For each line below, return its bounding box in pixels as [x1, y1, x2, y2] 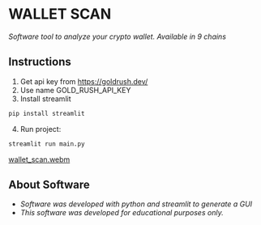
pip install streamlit [8, 109, 85, 117]
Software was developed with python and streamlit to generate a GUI [19, 199, 253, 209]
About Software [8, 177, 91, 191]
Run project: [19, 124, 62, 134]
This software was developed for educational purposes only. [19, 208, 225, 218]
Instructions [8, 55, 71, 69]
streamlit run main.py [8, 139, 85, 148]
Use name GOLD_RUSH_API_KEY [19, 85, 131, 95]
